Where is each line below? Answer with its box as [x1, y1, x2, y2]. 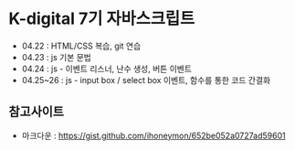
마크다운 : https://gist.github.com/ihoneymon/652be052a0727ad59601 [21, 130, 286, 141]
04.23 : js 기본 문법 [21, 51, 92, 62]
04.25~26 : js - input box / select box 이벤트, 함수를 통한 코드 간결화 [21, 74, 271, 85]
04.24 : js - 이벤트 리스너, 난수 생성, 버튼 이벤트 [21, 63, 193, 74]
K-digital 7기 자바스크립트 [8, 8, 195, 29]
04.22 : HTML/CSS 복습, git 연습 [21, 40, 142, 51]
